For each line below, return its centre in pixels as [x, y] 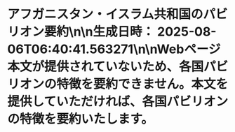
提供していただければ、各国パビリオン [118, 102]
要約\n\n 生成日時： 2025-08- [130, 32]
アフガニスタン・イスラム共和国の [105, 14]
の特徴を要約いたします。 [81, 119]
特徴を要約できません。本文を [142, 84]
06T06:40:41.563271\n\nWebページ [114, 49]
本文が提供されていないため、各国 [106, 67]
